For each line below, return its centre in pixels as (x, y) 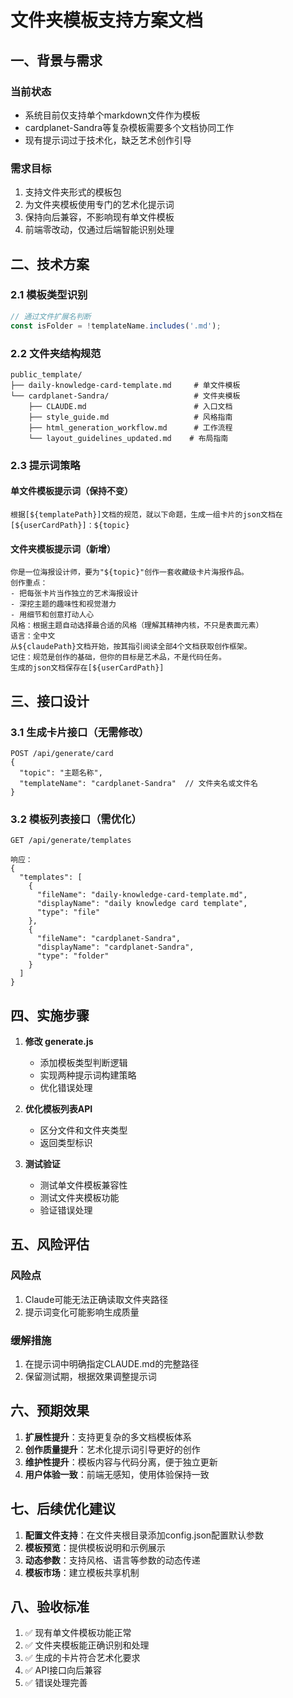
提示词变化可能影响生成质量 (82, 1312)
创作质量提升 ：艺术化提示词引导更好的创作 (112, 1449)
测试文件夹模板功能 (79, 1198)
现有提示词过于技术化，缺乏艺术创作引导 (108, 140)
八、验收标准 (50, 1607)
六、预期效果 (50, 1411)
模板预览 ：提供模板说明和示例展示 (95, 1547)
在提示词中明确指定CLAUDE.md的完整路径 (112, 1364)
